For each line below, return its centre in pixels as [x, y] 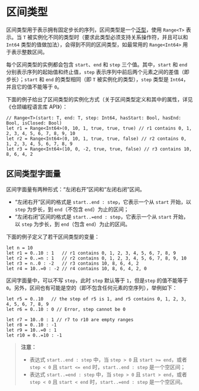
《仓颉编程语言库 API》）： [37, 107]
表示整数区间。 [29, 52]
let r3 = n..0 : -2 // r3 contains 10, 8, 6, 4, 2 [73, 263]
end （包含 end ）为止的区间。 [96, 224]
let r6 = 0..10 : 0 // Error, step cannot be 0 [66, 309]
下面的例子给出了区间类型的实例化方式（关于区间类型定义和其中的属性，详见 [99, 99]
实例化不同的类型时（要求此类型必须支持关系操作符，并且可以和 [110, 37]
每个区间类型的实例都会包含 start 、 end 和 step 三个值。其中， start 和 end [97, 64]
